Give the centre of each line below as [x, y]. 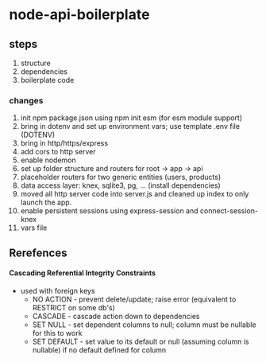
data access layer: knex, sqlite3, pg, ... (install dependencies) [120, 185]
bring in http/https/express [64, 143]
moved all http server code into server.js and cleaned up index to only [135, 194]
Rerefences [38, 253]
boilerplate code [47, 80]
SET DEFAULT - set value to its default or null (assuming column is [141, 341]
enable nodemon [48, 160]
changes [26, 100]
